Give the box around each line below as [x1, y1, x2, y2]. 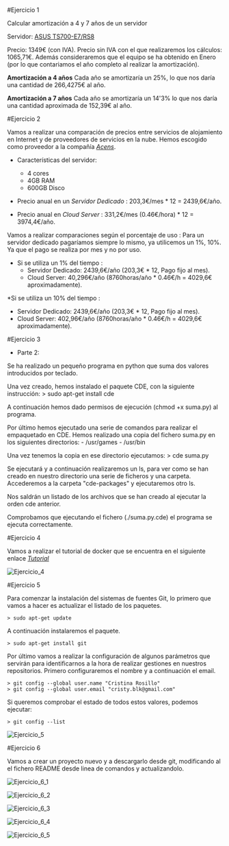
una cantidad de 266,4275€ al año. [7, 81, 106, 89]
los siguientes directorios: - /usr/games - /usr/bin [7, 438, 146, 446]
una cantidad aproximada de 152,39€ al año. [7, 102, 132, 109]
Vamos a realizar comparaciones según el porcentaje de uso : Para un [7, 231, 204, 239]
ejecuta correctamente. [7, 521, 73, 528]
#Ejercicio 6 [7, 744, 41, 752]
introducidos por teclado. [7, 369, 79, 377]
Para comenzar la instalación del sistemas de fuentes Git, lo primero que [7, 594, 211, 602]
